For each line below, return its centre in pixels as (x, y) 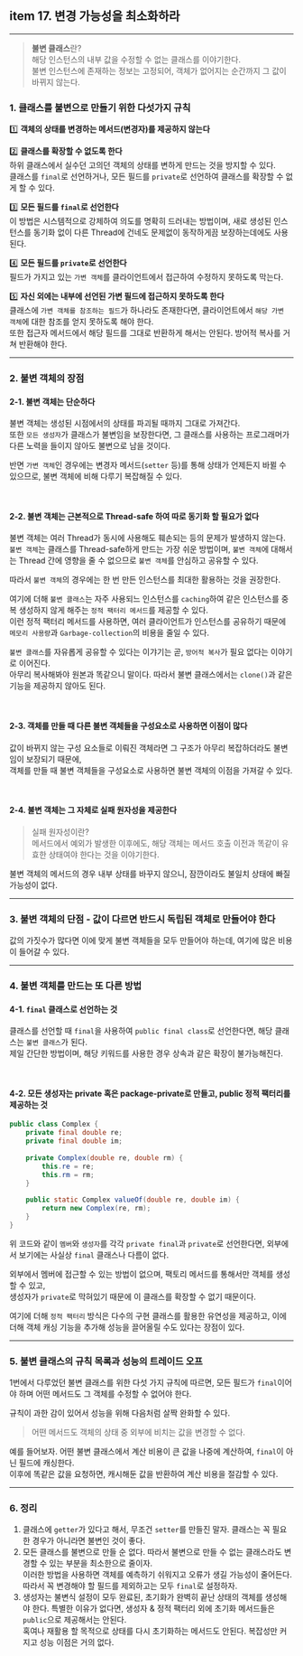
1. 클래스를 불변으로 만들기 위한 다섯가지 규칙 (100, 108)
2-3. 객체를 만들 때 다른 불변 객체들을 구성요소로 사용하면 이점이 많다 (129, 726)
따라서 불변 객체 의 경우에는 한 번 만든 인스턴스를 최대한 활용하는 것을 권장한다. (145, 580)
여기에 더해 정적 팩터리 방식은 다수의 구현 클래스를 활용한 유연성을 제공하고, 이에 (148, 1315)
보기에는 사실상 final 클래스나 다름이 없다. (94, 1255)
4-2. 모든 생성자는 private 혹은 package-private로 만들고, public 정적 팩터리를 (150, 1093)
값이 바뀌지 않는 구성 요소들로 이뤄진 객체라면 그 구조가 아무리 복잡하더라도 (141, 747)
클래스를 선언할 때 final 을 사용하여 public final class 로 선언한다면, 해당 (141, 1031)
